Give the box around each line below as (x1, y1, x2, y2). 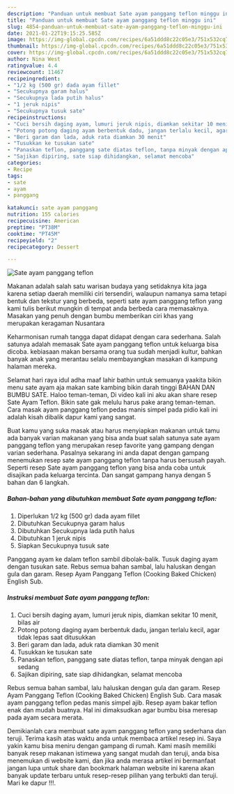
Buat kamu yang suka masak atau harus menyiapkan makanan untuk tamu (7, 426, 221, 435)
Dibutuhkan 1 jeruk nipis (17, 534, 86, 543)
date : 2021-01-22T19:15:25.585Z (7, 29, 101, 37)
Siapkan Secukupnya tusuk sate (17, 541, 109, 550)
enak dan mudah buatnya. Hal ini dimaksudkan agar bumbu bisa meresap (7, 706, 218, 714)
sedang (17, 663, 40, 671)
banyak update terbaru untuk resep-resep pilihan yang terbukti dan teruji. (7, 772, 218, 780)
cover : (7, 50, 26, 57)
